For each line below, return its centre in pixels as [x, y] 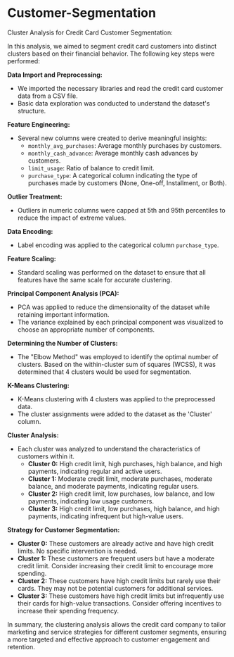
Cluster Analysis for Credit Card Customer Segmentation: [90, 32]
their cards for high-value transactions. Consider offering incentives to [119, 603]
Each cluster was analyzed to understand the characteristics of [109, 449]
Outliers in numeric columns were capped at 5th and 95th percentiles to [122, 210]
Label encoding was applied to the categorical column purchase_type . [118, 245]
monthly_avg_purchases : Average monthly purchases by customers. [125, 145]
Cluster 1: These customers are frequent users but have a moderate [116, 558]
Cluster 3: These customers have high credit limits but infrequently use [121, 596]
